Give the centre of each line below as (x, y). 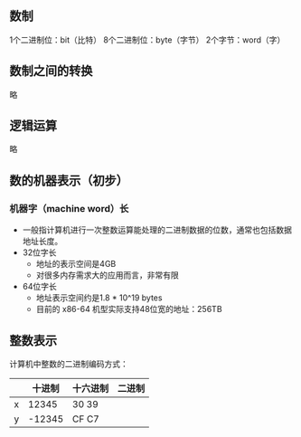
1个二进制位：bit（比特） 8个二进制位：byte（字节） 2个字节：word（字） (147, 40)
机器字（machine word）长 (69, 208)
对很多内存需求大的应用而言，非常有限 (107, 275)
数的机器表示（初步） (69, 180)
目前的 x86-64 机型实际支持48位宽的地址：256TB (129, 309)
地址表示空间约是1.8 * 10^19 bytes (99, 298)
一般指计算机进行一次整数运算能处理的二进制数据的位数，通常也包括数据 (157, 230)
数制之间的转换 (51, 71)
